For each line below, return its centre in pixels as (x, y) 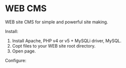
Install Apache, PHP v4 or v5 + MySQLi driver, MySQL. (67, 41)
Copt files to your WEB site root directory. (54, 46)
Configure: (16, 60)
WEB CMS (26, 8)
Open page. (24, 51)
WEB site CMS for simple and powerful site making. (57, 22)
